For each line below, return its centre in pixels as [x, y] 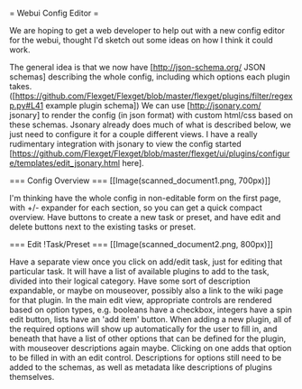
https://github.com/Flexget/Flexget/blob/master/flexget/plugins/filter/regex [154, 96]
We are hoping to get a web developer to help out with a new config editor [147, 30]
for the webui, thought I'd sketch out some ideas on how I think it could [141, 40]
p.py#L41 [27, 106]
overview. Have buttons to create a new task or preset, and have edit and [145, 217]
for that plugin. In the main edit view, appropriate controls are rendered [141, 300]
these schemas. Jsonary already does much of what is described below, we [150, 125]
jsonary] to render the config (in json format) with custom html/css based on [151, 115]
